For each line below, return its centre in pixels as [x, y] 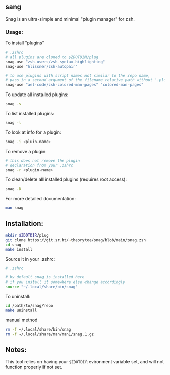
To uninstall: [18, 297]
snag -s [13, 104]
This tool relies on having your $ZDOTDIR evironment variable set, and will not [85, 362]
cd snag [13, 245]
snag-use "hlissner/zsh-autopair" [42, 66]
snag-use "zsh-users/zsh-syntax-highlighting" [55, 62]
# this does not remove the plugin [43, 160]
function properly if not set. [34, 367]
